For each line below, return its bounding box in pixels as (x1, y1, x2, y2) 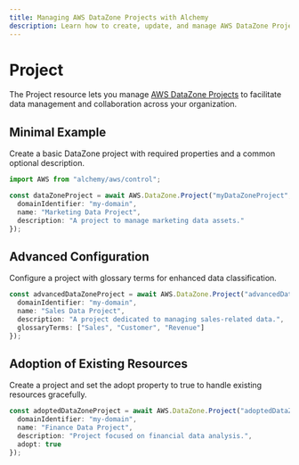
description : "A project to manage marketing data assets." (17, 216, 245, 225)
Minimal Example (9, 124, 107, 139)
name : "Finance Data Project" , (17, 423, 133, 433)
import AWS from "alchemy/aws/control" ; (9, 175, 162, 184)
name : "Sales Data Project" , (17, 307, 125, 316)
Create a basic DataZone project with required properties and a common (9, 148, 276, 159)
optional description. (9, 158, 85, 169)
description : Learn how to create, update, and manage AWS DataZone (9, 21, 269, 30)
